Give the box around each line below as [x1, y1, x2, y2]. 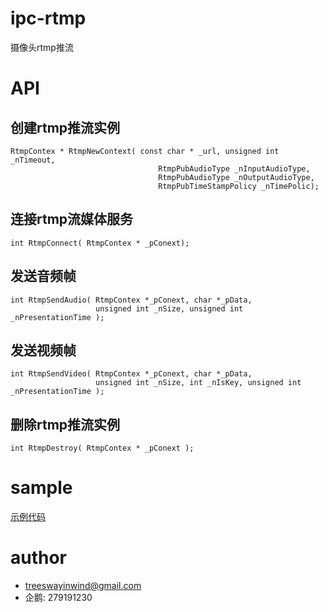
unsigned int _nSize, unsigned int [95, 303, 244, 314]
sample [10, 477, 73, 499]
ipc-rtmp [10, 7, 87, 30]
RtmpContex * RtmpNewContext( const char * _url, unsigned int [10, 146, 280, 156]
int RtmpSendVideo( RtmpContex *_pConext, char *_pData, [10, 369, 253, 379]
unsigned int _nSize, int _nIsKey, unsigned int [95, 378, 302, 388]
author [10, 547, 68, 569]
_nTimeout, [10, 155, 56, 165]
